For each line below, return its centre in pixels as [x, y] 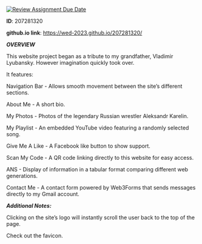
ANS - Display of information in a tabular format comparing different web [97, 169]
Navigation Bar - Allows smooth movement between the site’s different [94, 86]
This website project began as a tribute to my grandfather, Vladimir [90, 56]
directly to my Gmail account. [43, 194]
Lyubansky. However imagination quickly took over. [70, 63]
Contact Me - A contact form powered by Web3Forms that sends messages [101, 187]
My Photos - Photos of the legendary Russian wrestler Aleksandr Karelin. [97, 116]
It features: [20, 74]
